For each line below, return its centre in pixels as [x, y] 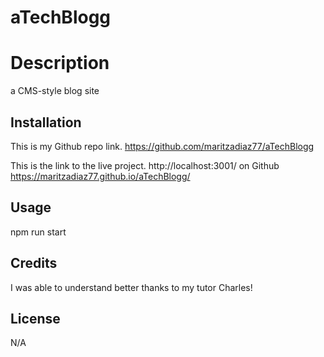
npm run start [38, 232]
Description [60, 63]
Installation [46, 122]
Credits [34, 263]
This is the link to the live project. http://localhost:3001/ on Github [145, 165]
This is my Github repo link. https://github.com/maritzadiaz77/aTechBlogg [162, 146]
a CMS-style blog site [55, 91]
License [35, 318]
